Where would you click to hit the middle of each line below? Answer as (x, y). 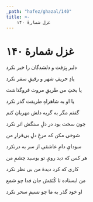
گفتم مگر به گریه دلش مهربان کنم (43, 113)
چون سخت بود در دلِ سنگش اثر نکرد (46, 124)
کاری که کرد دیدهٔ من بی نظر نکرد (42, 169)
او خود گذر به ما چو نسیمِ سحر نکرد (44, 192)
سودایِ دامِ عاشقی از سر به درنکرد (44, 147)
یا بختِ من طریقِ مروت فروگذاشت (44, 90)
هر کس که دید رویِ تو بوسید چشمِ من (47, 158)
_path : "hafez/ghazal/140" (39, 11)
